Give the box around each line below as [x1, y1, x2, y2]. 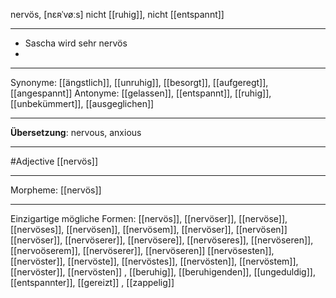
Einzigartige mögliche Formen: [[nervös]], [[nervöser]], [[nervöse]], [10, 213, 288, 224]
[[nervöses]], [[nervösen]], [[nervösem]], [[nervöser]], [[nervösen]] [10, 224, 288, 235]
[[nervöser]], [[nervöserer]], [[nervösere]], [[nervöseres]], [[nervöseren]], [10, 234, 314, 246]
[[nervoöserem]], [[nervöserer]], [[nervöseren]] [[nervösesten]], [10, 245, 275, 256]
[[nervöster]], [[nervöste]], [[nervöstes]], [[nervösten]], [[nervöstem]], [10, 255, 299, 267]
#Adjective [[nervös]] [10, 155, 99, 167]
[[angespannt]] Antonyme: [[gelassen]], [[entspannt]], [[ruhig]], [10, 87, 272, 99]
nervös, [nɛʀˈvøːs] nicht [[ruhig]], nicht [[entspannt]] [10, 9, 225, 20]
